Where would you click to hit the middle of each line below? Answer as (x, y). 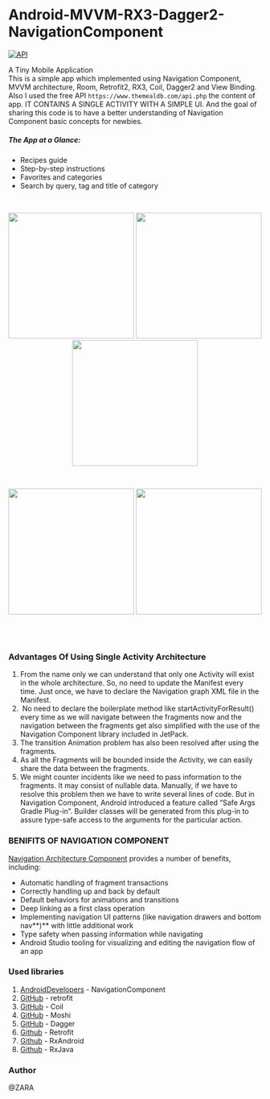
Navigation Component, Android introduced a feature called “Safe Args (137, 802)
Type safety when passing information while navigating (111, 934)
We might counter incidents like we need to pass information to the (131, 777)
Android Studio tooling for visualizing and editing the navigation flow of (137, 942)
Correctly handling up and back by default (90, 891)
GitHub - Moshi (45, 1015)
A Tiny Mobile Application (51, 69)
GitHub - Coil (42, 1006)
